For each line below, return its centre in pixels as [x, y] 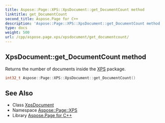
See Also [19, 93]
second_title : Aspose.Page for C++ [42, 19]
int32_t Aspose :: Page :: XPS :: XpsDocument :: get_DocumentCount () [70, 78]
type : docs [16, 28]
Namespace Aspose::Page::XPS [45, 110]
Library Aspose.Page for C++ [42, 116]
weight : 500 [17, 32]
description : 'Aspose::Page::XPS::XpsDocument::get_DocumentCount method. [84, 23]
